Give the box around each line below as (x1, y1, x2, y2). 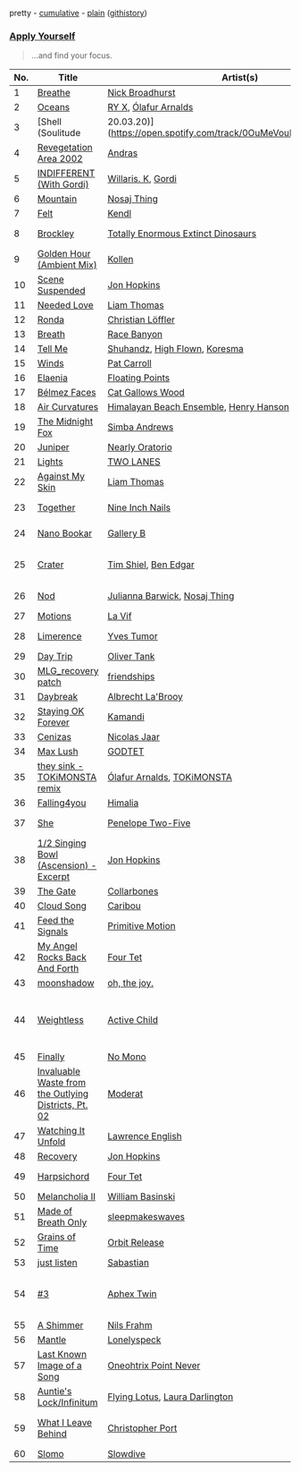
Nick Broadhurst (106, 87, 176, 99)
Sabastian (106, 1256, 150, 1269)
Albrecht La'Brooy (106, 691, 183, 703)
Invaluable (37, 1065, 81, 1077)
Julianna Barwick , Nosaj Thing (106, 590, 235, 602)
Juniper (37, 441, 70, 454)
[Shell (37, 115, 62, 128)
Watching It (37, 1125, 86, 1137)
